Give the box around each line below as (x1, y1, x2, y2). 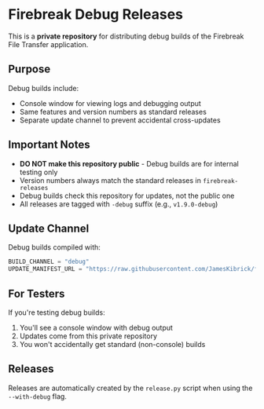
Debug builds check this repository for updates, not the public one (19, 191, 235, 200)
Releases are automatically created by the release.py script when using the (8, 383, 253, 393)
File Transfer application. (8, 39, 89, 49)
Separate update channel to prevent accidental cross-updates (19, 115, 222, 125)
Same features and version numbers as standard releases (19, 107, 207, 116)
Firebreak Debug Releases (8, 5, 183, 24)
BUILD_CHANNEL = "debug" (8, 257, 90, 266)
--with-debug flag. (8, 391, 67, 401)
